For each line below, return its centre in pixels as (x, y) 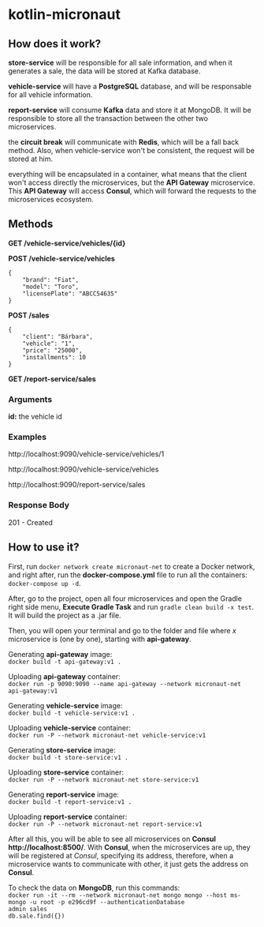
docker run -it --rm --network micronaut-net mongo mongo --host (117, 895)
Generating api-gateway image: (60, 654)
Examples (28, 437)
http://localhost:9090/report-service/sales (77, 485)
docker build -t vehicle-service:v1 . (72, 713)
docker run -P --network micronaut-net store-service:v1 (104, 779)
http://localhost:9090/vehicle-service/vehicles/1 (86, 454)
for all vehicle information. (50, 95)
